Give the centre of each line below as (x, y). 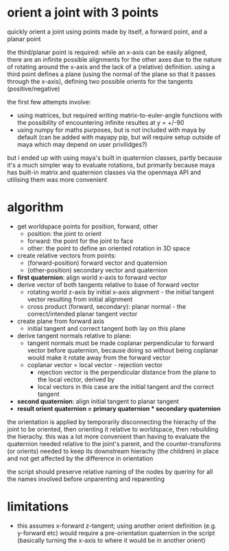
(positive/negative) (34, 89)
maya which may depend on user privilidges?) (82, 144)
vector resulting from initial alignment (80, 299)
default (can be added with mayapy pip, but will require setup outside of (119, 137)
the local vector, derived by (76, 379)
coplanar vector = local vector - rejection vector (95, 364)
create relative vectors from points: (67, 255)
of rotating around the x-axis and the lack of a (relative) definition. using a (111, 67)
